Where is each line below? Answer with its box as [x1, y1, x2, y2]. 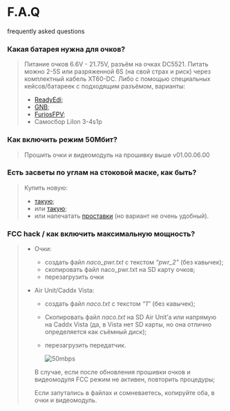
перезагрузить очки [44, 273, 104, 281]
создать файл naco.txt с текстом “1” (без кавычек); [44, 300, 195, 308]
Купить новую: [23, 183, 68, 192]
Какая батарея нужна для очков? [7, 44, 126, 54]
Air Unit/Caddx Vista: [34, 286, 95, 295]
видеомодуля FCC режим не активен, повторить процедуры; [34, 375, 215, 384]
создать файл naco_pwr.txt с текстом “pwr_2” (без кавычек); [44, 258, 224, 266]
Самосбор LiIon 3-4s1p [34, 118, 102, 126]
